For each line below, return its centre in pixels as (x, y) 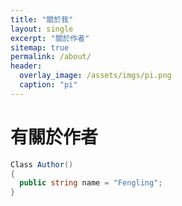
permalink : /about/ (51, 57)
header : (26, 66)
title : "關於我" (42, 19)
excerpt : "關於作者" (50, 38)
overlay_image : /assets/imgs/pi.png (95, 76)
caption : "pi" (48, 85)
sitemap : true (40, 47)
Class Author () (42, 164)
